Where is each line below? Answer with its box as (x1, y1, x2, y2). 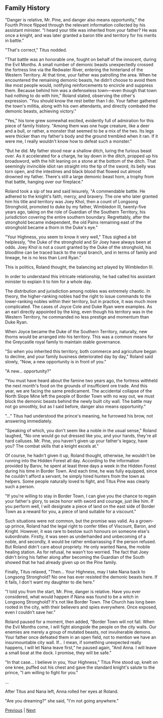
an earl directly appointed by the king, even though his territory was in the (5, 309, 153, 315)
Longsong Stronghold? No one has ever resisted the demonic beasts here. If (5, 574, 158, 580)
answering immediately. (5, 418, 52, 424)
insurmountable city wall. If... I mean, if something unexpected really (5, 639, 142, 645)
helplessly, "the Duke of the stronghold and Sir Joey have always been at (5, 239, 151, 245)
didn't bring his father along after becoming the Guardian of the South (5, 554, 145, 560)
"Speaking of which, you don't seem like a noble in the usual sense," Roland (5, 427, 157, 433)
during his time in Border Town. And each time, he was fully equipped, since (5, 468, 158, 474)
